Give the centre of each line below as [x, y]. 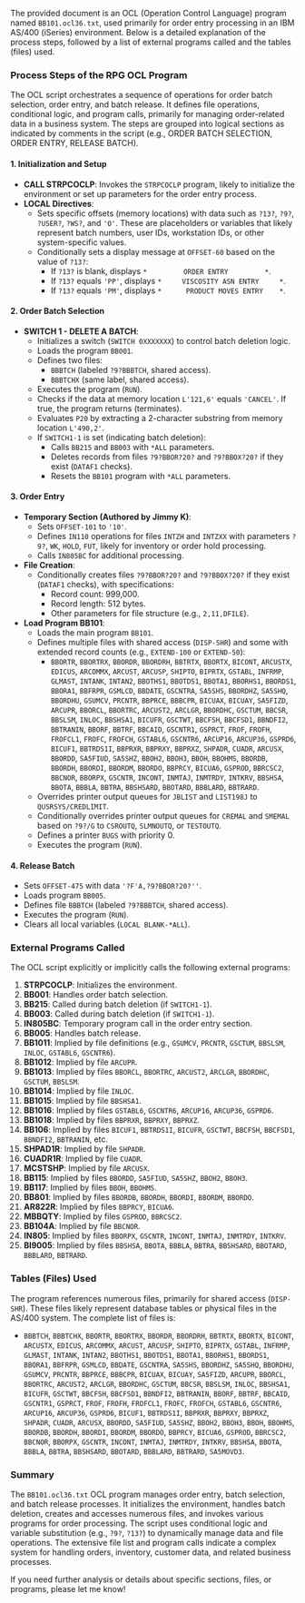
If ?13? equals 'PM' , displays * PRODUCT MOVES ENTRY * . [168, 290]
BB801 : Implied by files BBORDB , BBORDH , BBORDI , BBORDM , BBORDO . [139, 1197]
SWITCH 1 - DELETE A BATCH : [81, 331]
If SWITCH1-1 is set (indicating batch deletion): [122, 437]
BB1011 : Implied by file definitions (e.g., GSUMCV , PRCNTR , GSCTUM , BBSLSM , [154, 1043]
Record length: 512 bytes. [98, 604]
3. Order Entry [38, 497]
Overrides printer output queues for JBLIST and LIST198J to [147, 796]
